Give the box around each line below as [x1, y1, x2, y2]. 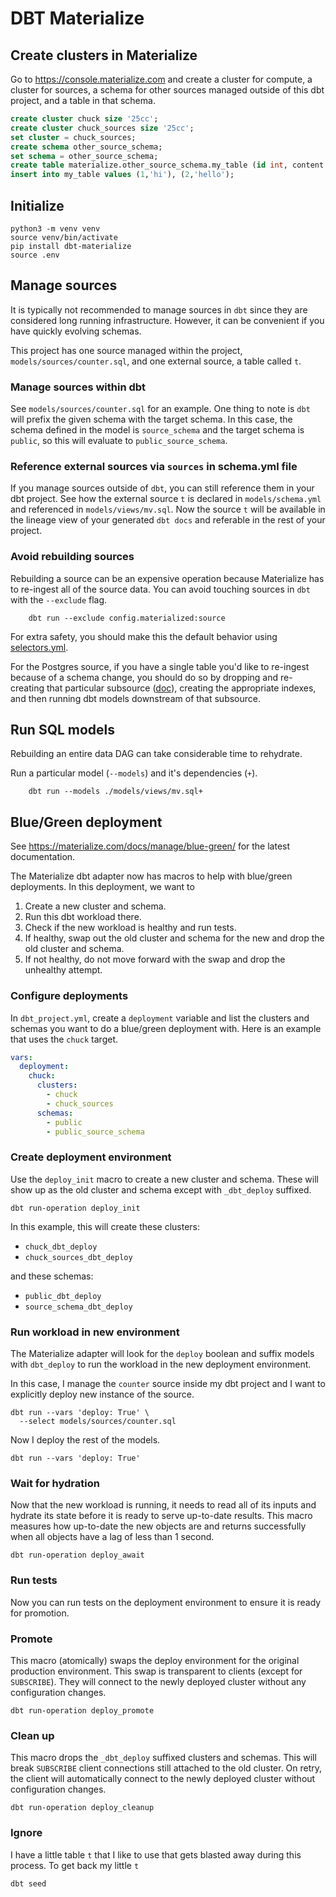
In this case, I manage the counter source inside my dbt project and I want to [10, 1378, 326, 1390]
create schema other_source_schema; [10, 142, 163, 152]
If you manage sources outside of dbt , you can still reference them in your [10, 482, 315, 494]
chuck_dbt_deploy [24, 1242, 98, 1252]
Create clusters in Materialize [10, 47, 198, 64]
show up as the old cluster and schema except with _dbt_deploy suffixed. [10, 1183, 312, 1196]
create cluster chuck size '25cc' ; [10, 114, 159, 124]
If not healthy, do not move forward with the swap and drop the [24, 953, 286, 966]
